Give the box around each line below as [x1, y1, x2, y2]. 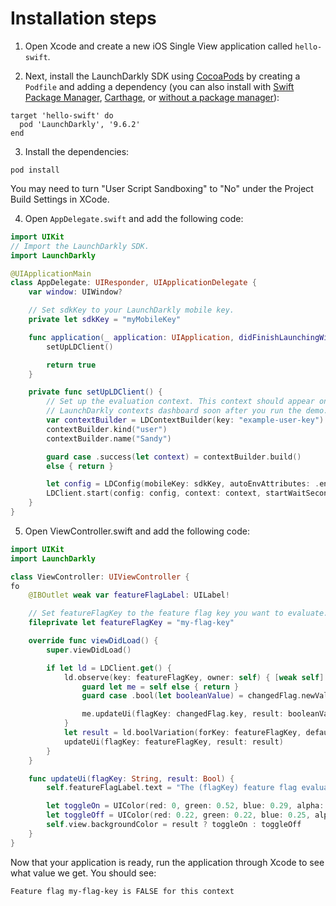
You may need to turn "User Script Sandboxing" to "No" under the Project [10, 182, 314, 194]
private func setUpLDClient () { [28, 387, 163, 397]
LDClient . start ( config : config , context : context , [46, 488, 262, 499]
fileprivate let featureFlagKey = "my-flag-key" [28, 618, 235, 628]
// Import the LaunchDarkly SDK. [10, 241, 150, 251]
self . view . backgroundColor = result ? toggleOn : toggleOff [46, 820, 302, 830]
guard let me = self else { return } [81, 682, 240, 692]
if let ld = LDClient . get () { [46, 663, 172, 673]
